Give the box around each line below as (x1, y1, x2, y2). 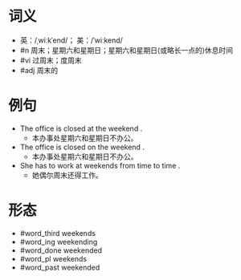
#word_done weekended (19, 246, 103, 255)
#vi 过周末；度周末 (19, 55, 82, 65)
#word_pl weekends (19, 254, 87, 263)
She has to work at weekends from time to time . (19, 160, 181, 170)
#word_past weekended (19, 262, 100, 272)
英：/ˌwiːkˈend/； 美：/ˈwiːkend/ (19, 35, 123, 45)
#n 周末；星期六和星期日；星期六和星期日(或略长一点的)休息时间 (19, 45, 234, 55)
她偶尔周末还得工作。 (31, 170, 103, 180)
